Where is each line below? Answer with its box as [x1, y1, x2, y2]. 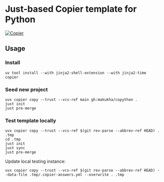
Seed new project [5, 86, 48, 93]
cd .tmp [5, 137, 21, 142]
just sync [5, 146, 26, 151]
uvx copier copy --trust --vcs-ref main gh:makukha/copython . [5, 97, 138, 102]
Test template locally [5, 117, 57, 124]
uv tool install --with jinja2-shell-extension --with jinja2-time [5, 70, 147, 75]
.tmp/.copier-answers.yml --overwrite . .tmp [29, 172, 125, 178]
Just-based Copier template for [5, 3, 137, 15]
